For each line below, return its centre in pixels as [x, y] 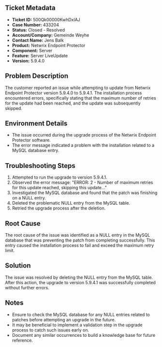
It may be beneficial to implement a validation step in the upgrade [77, 325]
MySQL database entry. [36, 151]
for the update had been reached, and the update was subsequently [73, 103]
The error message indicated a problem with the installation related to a [83, 145]
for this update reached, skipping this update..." [59, 188]
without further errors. [27, 287]
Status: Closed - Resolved [38, 30]
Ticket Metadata [30, 8]
